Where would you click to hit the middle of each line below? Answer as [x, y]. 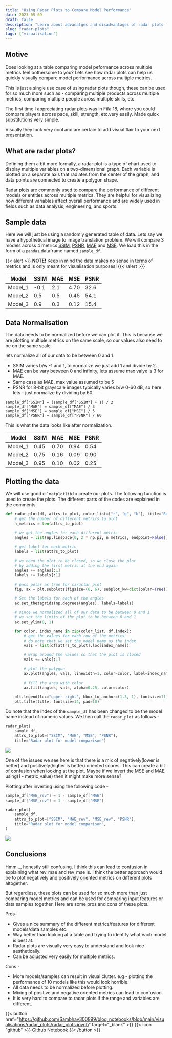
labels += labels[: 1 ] [37, 575]
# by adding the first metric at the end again [66, 566]
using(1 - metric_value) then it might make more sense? [63, 776]
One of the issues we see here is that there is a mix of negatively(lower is [82, 760]
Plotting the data [33, 481]
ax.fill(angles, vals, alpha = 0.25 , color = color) [77, 688]
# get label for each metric [46, 547]
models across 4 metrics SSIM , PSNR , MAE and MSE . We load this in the [82, 245]
